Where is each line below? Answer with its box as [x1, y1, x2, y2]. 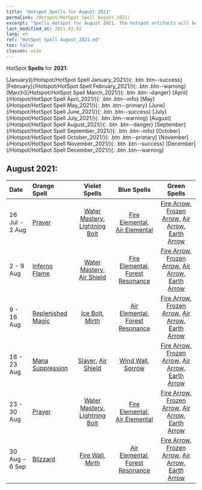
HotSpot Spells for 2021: [6, 64, 68, 72]
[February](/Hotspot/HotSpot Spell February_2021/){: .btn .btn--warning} [6, 82, 186, 90]
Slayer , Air [78, 356, 107, 364]
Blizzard [32, 455, 56, 463]
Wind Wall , [119, 356, 150, 364]
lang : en [6, 31, 28, 37]
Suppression [32, 364, 68, 372]
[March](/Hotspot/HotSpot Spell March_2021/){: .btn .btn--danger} [6, 88, 171, 96]
